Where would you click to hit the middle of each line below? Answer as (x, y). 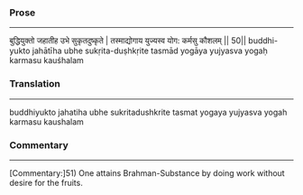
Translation (35, 84)
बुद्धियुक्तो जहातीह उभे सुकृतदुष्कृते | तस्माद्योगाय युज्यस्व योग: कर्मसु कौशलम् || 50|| (128, 41)
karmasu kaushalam (46, 121)
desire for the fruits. (46, 182)
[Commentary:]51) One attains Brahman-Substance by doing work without (147, 172)
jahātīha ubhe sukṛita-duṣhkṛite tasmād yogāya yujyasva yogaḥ (150, 51)
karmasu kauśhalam (46, 60)
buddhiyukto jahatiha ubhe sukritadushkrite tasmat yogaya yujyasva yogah (148, 112)
